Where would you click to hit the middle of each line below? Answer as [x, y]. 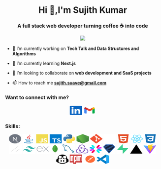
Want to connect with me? [37, 97]
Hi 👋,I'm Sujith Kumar [83, 10]
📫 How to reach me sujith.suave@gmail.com [59, 83]
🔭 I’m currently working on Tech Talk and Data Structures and [76, 48]
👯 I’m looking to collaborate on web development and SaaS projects [82, 73]
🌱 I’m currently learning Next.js [44, 63]
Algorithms [24, 54]
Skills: [13, 126]
